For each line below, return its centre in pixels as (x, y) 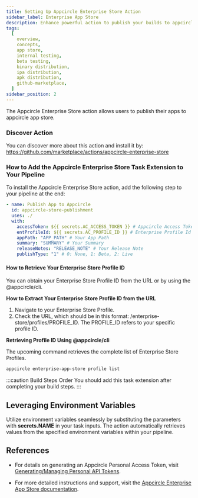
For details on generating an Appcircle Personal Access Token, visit (96, 465)
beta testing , (34, 61)
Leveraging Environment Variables (71, 405)
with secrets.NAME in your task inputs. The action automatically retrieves (96, 425)
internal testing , (39, 56)
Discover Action (29, 133)
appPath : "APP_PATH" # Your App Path (63, 237)
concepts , (29, 45)
